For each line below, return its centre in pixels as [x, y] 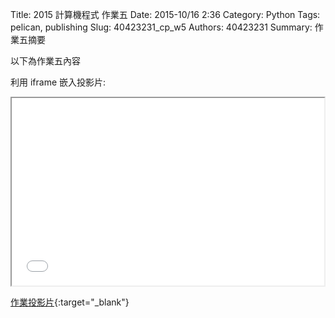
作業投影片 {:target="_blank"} [70, 302]
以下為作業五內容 [45, 61]
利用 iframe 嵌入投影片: [58, 82]
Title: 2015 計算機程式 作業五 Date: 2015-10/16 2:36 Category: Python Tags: [165, 14]
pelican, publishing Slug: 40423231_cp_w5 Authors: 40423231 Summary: [161, 27]
